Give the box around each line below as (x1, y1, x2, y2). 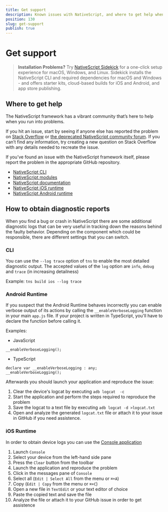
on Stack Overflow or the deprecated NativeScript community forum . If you (5, 133, 160, 139)
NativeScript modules (12, 174, 58, 180)
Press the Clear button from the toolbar (12, 459, 94, 465)
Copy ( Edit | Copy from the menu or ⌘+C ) (12, 480, 98, 486)
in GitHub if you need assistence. (12, 415, 81, 421)
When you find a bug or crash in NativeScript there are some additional (5, 218, 152, 224)
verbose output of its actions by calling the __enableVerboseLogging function (5, 308, 162, 314)
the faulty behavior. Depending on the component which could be (5, 228, 141, 234)
